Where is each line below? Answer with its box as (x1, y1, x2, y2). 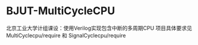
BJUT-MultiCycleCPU (6, 4, 115, 18)
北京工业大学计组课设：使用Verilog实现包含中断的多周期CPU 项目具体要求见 (6, 24, 192, 31)
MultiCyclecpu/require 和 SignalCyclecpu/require (6, 31, 126, 39)
